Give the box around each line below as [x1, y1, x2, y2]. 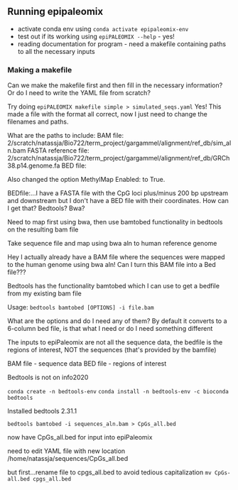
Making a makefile [7, 65, 72, 75]
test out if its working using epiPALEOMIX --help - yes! [17, 32, 175, 40]
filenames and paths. [7, 117, 69, 126]
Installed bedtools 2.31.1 [7, 407, 77, 415]
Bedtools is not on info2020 [7, 373, 89, 382]
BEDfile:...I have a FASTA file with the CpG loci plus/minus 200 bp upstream [7, 189, 229, 197]
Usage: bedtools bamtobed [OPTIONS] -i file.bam [7, 303, 154, 312]
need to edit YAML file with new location [7, 447, 126, 455]
